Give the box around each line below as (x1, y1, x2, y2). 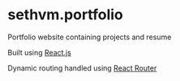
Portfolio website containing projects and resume (7, 32, 172, 42)
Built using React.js (7, 47, 72, 57)
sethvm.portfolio (7, 6, 123, 24)
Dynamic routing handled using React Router (7, 63, 157, 73)
